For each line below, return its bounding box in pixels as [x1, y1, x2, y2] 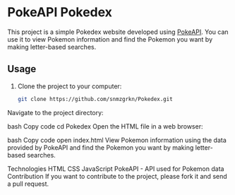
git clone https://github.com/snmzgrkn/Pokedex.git [17, 95, 173, 102]
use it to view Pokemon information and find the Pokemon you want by [7, 35, 213, 43]
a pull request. [7, 179, 49, 188]
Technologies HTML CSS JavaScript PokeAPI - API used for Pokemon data [7, 164, 224, 173]
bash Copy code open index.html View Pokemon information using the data [7, 136, 227, 144]
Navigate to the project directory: [7, 108, 104, 117]
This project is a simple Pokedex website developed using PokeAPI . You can [7, 28, 229, 36]
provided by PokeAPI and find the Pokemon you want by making [7, 143, 194, 152]
